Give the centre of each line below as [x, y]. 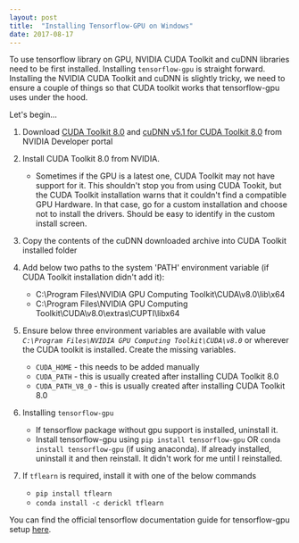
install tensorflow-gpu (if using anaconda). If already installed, [154, 449]
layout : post [33, 17]
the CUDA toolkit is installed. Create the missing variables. [129, 350]
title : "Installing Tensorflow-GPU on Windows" [101, 26]
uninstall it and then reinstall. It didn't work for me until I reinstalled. [159, 459]
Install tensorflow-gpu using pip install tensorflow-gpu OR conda [158, 439]
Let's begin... [33, 115]
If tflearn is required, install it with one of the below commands [139, 476]
